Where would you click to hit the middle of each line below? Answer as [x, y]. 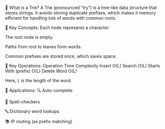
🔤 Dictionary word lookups [32, 111]
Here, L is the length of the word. [39, 81]
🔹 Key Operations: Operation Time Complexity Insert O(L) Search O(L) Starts [82, 66]
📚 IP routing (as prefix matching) [39, 121]
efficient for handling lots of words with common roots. [61, 18]
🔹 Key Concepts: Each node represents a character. [57, 28]
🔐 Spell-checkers [23, 102]
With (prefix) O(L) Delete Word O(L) [41, 71]
